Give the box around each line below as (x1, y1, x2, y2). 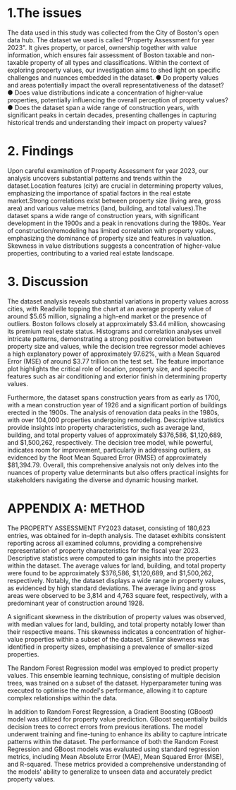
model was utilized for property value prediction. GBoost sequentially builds (7, 714, 228, 723)
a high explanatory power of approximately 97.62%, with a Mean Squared (7, 349, 221, 358)
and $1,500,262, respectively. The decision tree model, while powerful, (7, 438, 213, 446)
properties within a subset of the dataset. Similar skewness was (24, 635, 210, 643)
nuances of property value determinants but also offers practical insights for (7, 468, 229, 477)
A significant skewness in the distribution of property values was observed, (7, 612, 227, 621)
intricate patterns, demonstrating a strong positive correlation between (7, 334, 213, 343)
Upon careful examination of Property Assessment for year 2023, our (7, 166, 209, 174)
